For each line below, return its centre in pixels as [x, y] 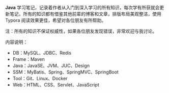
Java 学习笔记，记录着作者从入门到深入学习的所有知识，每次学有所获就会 [82, 7]
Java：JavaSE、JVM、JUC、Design [51, 66]
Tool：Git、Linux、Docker [40, 78]
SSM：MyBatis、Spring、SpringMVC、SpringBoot [65, 72]
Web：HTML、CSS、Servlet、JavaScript [56, 85]
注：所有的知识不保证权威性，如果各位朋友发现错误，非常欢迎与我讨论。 [81, 31]
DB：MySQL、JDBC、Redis [42, 53]
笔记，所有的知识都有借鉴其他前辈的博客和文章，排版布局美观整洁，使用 [85, 14]
